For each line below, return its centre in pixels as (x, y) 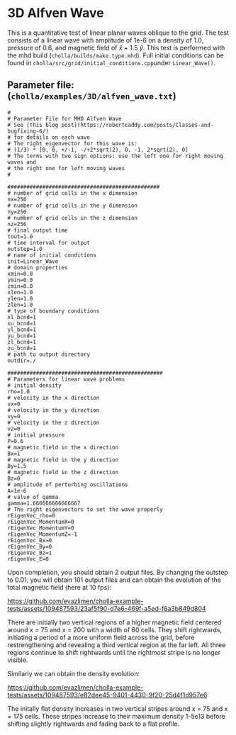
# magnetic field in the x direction (63, 447)
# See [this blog (33, 125)
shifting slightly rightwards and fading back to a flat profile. (94, 724)
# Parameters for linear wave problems (66, 379)
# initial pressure (36, 435)
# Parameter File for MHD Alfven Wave (64, 118)
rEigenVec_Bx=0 (30, 540)
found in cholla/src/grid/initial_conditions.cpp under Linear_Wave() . (112, 62)
